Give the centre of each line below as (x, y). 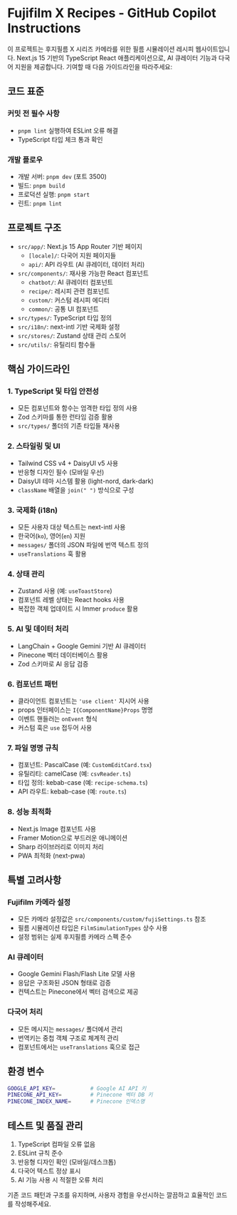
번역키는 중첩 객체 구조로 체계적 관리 (68, 1038)
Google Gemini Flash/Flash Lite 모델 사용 (77, 974)
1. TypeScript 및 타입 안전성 (53, 392)
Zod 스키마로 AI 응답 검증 (53, 664)
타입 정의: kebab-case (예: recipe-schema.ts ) (83, 783)
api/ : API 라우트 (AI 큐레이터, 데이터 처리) (86, 264)
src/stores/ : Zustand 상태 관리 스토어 (72, 335)
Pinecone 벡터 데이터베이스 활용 (63, 655)
